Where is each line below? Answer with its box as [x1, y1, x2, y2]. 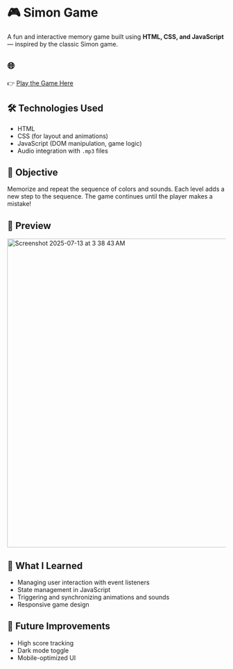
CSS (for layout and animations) [17, 132, 109, 140]
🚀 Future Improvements [7, 620, 111, 632]
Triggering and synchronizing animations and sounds [17, 593, 170, 601]
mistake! [7, 200, 32, 208]
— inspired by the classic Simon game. [7, 40, 119, 48]
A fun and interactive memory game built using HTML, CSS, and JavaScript [7, 32, 224, 41]
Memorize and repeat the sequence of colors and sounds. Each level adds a [7, 185, 225, 194]
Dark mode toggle [17, 646, 69, 654]
